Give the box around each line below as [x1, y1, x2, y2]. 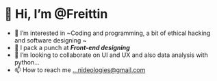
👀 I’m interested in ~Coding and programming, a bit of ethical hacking [14, 29, 211, 37]
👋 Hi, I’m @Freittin [4, 6, 108, 22]
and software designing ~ [14, 36, 87, 44]
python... [14, 58, 40, 66]
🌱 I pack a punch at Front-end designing [14, 43, 131, 51]
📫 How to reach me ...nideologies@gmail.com [14, 65, 146, 74]
